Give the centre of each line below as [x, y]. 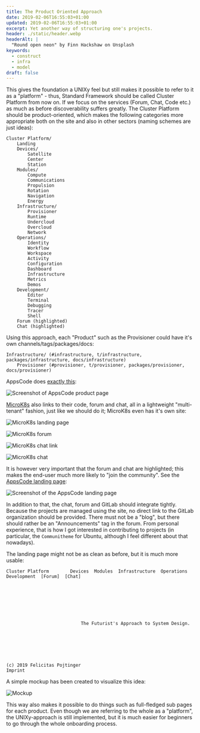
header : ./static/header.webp [44, 34]
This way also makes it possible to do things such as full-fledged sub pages [99, 705]
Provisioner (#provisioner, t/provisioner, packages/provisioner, [101, 365]
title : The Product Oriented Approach [54, 12]
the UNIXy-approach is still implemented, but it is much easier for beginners [99, 717]
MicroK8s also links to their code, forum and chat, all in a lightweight [90, 405]
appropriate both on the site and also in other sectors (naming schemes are [99, 121]
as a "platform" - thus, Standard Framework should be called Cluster [90, 96]
